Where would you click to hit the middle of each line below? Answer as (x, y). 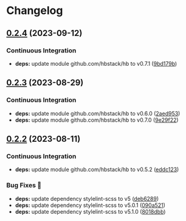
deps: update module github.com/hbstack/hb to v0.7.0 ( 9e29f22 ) (97, 120)
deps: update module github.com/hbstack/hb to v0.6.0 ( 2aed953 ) (98, 113)
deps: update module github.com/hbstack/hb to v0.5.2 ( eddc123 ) (97, 170)
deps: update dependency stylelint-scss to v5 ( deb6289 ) (87, 198)
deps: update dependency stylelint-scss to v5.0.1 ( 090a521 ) (90, 205)
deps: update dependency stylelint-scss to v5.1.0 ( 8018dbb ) (90, 211)
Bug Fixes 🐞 (24, 185)
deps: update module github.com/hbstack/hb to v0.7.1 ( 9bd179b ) (96, 63)
